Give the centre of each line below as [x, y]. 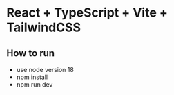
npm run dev [35, 84]
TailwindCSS [43, 27]
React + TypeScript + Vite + [87, 13]
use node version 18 [45, 70]
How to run [31, 53]
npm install [32, 77]
